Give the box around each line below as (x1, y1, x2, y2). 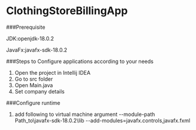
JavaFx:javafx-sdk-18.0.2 (6, 46, 68, 54)
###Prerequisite (6, 24, 45, 31)
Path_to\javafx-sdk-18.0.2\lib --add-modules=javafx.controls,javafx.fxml (14, 116, 191, 124)
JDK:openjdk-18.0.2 (6, 35, 54, 42)
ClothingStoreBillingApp (6, 4, 128, 18)
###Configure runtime (6, 99, 61, 106)
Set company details (14, 88, 65, 95)
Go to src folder (14, 75, 53, 82)
